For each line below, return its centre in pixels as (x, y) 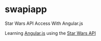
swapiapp (26, 9)
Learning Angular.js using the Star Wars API (50, 33)
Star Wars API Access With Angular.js (44, 23)
